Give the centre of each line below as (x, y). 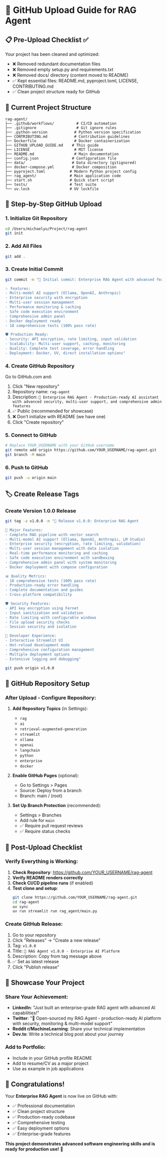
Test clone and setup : (35, 888)
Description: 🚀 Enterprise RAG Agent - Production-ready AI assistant (85, 397)
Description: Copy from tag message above (57, 956)
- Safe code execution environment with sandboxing (60, 558)
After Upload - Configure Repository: (51, 697)
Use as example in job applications (48, 1068)
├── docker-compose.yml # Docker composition (61, 167)
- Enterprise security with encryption (46, 298)
